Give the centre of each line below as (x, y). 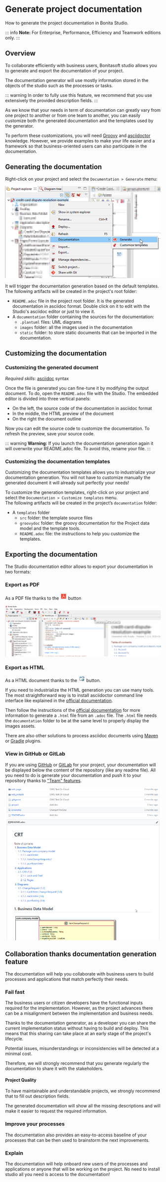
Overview (21, 53)
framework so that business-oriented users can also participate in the (76, 146)
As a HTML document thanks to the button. (53, 681)
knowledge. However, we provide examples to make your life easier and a (80, 140)
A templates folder (31, 513)
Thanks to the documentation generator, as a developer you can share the (81, 1023)
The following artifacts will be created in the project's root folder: (71, 291)
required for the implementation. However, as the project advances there (79, 1008)
